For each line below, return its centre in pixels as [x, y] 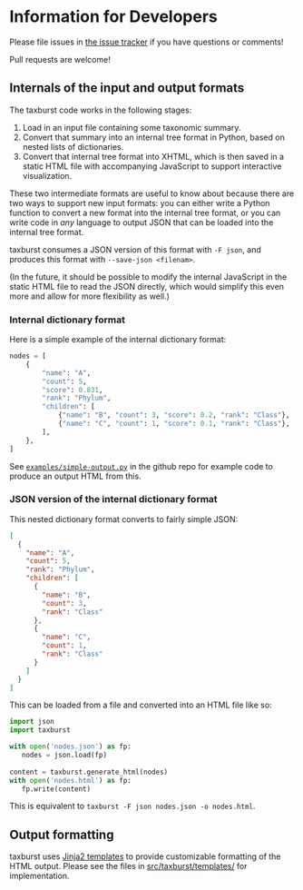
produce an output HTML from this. [76, 476]
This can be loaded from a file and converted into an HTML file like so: [141, 705]
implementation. [39, 876]
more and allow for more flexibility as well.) [90, 296]
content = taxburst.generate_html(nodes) [89, 772]
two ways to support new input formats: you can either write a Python [140, 203]
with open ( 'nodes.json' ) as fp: [70, 747]
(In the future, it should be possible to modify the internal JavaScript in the [148, 277]
